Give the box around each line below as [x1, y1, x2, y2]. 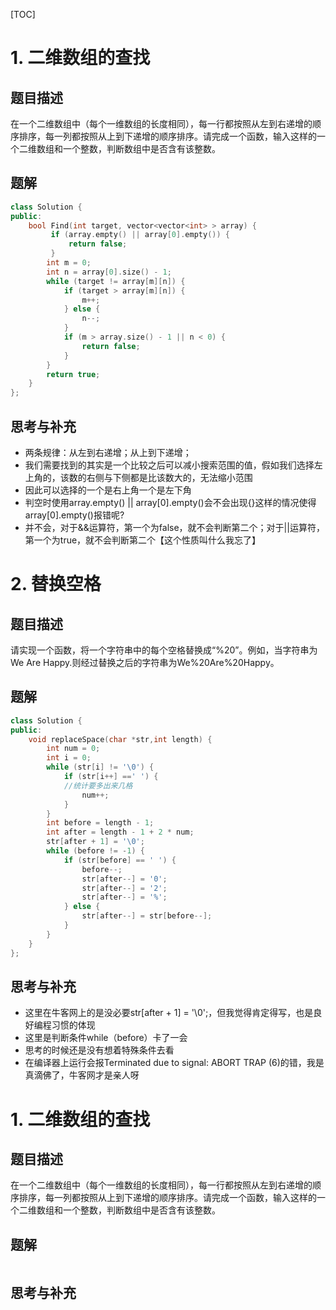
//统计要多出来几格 [63, 780, 133, 791]
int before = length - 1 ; [46, 818, 155, 828]
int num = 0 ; [46, 744, 101, 754]
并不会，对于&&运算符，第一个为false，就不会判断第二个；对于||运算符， [24, 522, 325, 533]
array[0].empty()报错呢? [24, 509, 125, 521]
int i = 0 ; [46, 753, 92, 763]
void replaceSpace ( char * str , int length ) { [28, 734, 213, 744]
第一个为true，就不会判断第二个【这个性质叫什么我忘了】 [24, 534, 262, 546]
